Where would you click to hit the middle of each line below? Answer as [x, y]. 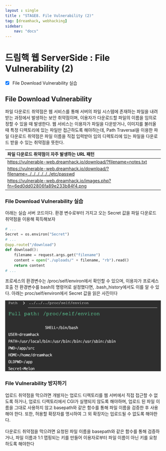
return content [30, 266]
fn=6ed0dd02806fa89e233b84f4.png [47, 186]
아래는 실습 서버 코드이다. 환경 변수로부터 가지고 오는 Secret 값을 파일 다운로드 [81, 213]
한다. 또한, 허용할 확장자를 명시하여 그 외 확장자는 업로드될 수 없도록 [79, 413]
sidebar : [14, 26]
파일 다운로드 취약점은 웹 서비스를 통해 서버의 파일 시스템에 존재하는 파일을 [77, 111]
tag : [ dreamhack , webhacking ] [36, 21]
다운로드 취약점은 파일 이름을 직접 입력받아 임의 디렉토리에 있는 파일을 [77, 136]
